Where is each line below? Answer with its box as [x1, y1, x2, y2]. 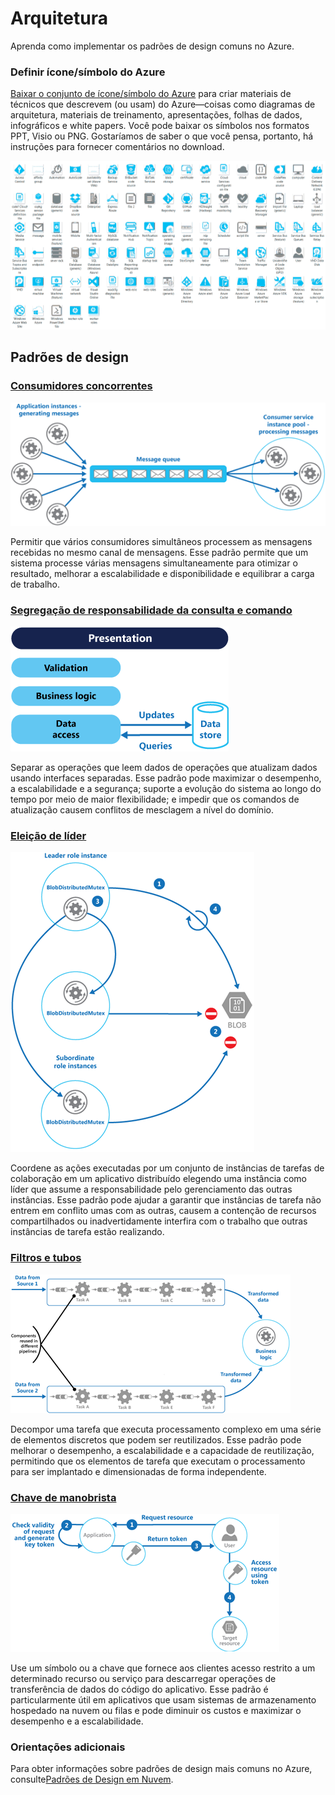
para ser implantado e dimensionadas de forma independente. [10, 1465, 267, 1477]
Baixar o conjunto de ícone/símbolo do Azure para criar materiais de [10, 88, 292, 100]
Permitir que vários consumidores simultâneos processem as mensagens [10, 535, 313, 547]
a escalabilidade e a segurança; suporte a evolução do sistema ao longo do [10, 783, 322, 795]
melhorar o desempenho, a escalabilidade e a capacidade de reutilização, [10, 1444, 315, 1456]
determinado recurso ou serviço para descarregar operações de [10, 1673, 277, 1685]
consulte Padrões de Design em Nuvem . [10, 1773, 174, 1786]
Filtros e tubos [10, 1251, 82, 1265]
